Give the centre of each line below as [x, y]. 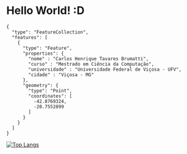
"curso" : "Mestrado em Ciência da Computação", [91, 64]
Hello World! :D [46, 11]
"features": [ [30, 37]
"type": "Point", [50, 91]
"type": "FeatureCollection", [50, 32]
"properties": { [43, 53]
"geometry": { [41, 85]
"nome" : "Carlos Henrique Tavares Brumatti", [89, 58]
